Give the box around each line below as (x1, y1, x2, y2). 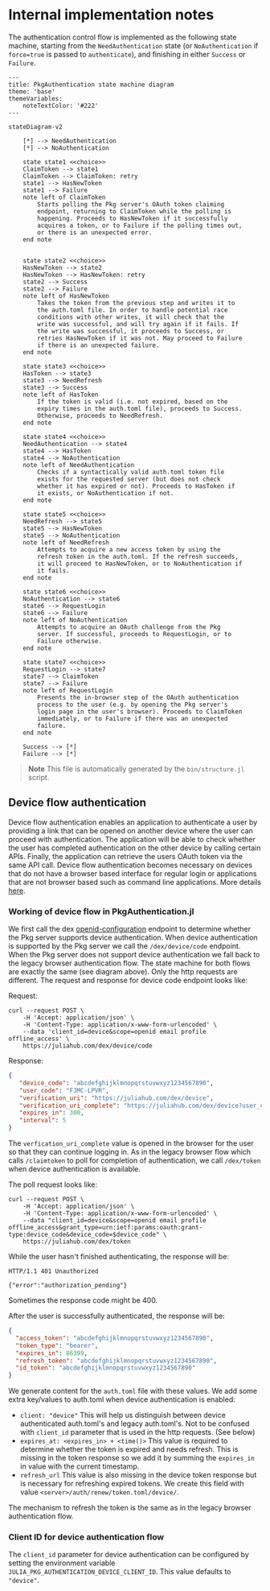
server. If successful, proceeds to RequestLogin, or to (37, 630, 231, 638)
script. (27, 772, 50, 782)
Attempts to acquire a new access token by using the (37, 545, 221, 553)
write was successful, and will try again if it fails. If (37, 320, 239, 328)
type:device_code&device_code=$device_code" (8, 1230, 160, 1239)
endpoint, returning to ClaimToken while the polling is (37, 207, 231, 215)
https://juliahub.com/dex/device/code (22, 1042, 153, 1050)
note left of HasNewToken (22, 291, 110, 300)
